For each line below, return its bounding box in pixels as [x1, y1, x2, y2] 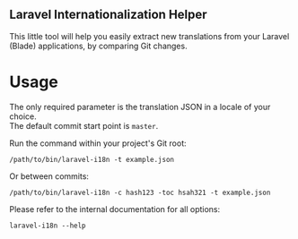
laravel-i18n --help [9, 221, 87, 230]
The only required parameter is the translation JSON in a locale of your [9, 101, 271, 112]
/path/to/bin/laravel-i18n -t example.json [9, 155, 175, 164]
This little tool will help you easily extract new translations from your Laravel [9, 30, 290, 41]
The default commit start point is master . [9, 120, 159, 131]
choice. [9, 111, 38, 122]
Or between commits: [9, 170, 90, 182]
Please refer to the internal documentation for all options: [9, 203, 221, 214]
